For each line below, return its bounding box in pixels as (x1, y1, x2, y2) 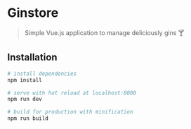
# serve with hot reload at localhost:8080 (7, 89, 137, 96)
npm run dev (7, 96, 42, 103)
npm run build (7, 115, 49, 122)
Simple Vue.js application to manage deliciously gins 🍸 (24, 28, 185, 36)
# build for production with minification (7, 109, 133, 116)
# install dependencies (7, 70, 77, 77)
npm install (7, 76, 42, 83)
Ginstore (7, 5, 59, 21)
